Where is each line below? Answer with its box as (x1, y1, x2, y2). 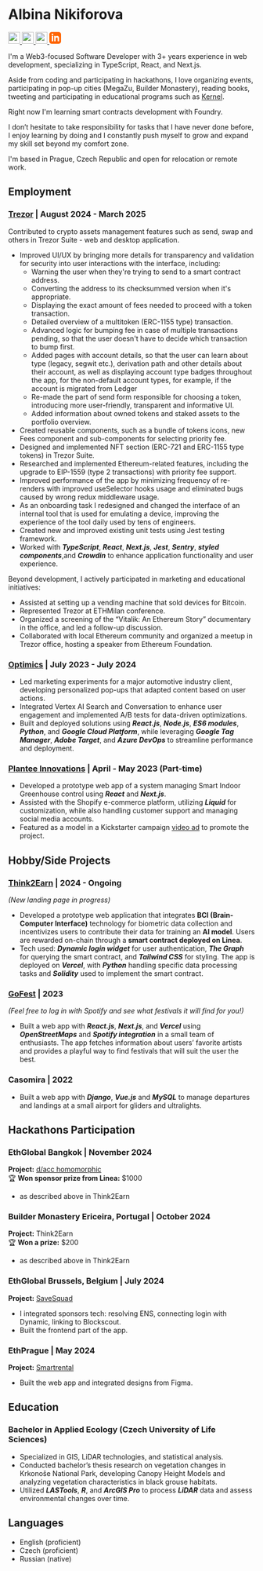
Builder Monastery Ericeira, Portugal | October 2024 (8, 1211, 211, 1222)
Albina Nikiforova (8, 5, 124, 24)
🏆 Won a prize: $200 (8, 1238, 79, 1248)
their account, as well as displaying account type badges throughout (31, 367, 253, 376)
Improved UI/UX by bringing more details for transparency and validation (19, 250, 254, 260)
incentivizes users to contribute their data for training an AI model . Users (19, 926, 255, 936)
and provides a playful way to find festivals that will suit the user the (19, 1047, 239, 1056)
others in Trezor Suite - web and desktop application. (8, 235, 180, 244)
